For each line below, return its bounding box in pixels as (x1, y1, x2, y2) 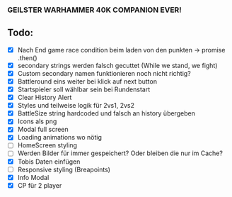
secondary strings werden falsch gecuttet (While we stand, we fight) (17, 61, 218, 69)
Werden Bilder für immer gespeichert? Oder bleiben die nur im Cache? (17, 149, 223, 157)
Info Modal (17, 173, 50, 181)
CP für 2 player (17, 181, 62, 189)
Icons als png (17, 117, 57, 125)
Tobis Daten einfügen (17, 157, 81, 166)
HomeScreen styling (17, 141, 78, 150)
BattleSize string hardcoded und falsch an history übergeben (17, 109, 196, 118)
